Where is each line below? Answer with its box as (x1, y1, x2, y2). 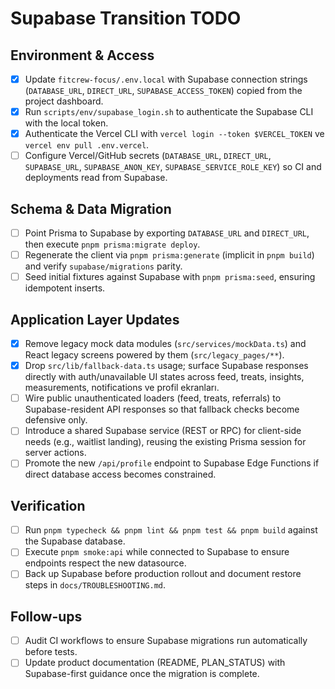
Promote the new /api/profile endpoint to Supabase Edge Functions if (24, 457, 320, 469)
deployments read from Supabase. (24, 172, 168, 184)
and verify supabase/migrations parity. (24, 260, 183, 272)
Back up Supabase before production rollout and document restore (24, 568, 302, 580)
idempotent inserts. (24, 282, 106, 294)
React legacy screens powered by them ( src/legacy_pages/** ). (24, 349, 285, 361)
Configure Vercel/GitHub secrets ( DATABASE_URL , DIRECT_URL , (24, 150, 272, 162)
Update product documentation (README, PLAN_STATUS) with (24, 657, 286, 669)
